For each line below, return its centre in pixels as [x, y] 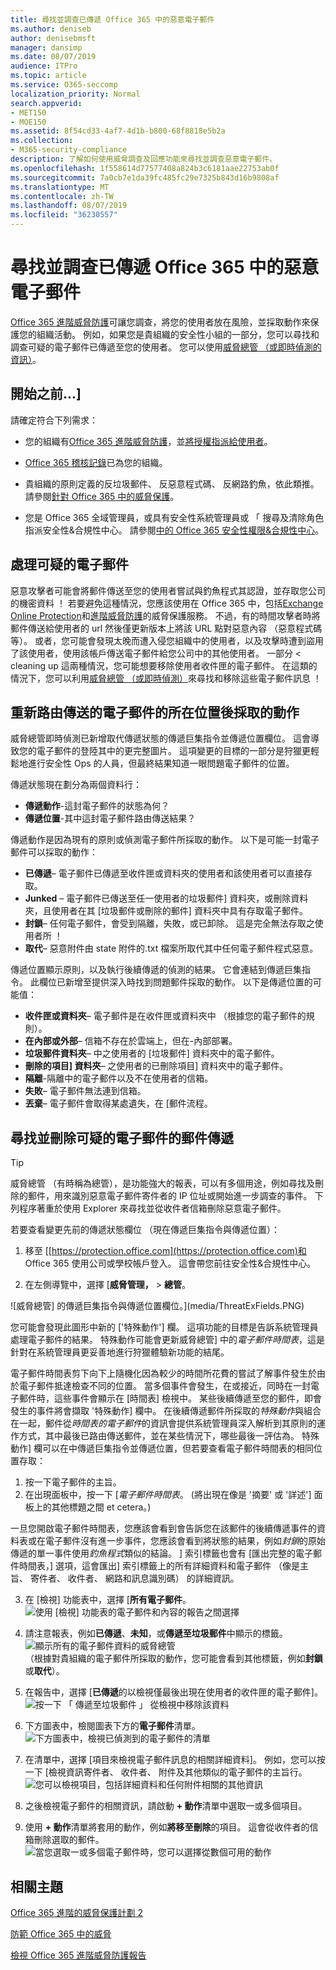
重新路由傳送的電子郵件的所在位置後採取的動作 [155, 712]
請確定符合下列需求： [54, 420]
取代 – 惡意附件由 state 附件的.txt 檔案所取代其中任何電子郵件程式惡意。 [171, 948]
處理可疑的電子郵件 [69, 564]
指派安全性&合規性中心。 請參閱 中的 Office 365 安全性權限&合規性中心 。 [174, 530]
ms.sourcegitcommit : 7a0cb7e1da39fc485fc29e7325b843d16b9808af [145, 177]
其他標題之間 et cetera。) [101, 1507]
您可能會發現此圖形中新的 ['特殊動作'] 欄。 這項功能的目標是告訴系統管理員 [164, 1327]
